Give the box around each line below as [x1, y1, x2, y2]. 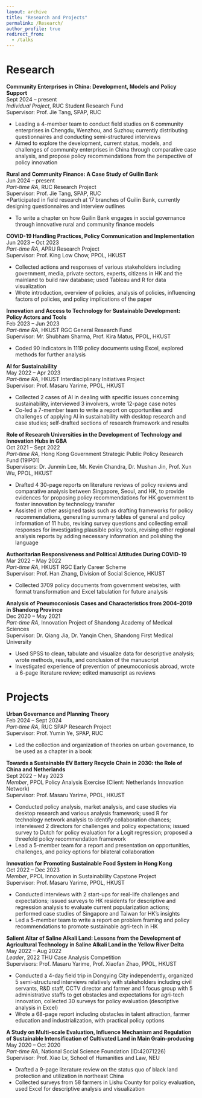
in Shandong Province [6, 606, 63, 613]
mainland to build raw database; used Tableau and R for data [14, 276, 166, 283]
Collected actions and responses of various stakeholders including [14, 263, 181, 271]
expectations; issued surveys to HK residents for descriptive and [14, 897, 176, 904]
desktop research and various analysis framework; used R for [14, 809, 168, 817]
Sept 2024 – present [6, 95, 57, 103]
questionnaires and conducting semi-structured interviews [14, 133, 161, 140]
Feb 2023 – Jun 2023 [6, 319, 60, 327]
